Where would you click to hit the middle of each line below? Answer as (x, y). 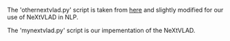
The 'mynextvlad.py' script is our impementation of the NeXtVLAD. (101, 30)
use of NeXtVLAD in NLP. (43, 17)
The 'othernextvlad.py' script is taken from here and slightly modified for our (115, 10)
